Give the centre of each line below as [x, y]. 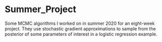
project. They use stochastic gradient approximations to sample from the [80, 28]
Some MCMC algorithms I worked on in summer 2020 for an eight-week [80, 23]
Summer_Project [41, 9]
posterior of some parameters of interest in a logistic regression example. [81, 34]
